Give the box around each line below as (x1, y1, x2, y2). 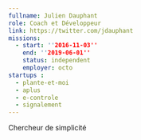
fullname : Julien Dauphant (8, 11, 98, 20)
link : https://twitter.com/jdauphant (8, 26, 134, 34)
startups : (8, 71, 45, 79)
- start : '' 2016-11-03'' (15, 42, 98, 50)
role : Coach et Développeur (8, 19, 102, 27)
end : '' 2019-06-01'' (22, 49, 91, 57)
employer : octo (22, 64, 73, 72)
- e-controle (15, 94, 59, 102)
